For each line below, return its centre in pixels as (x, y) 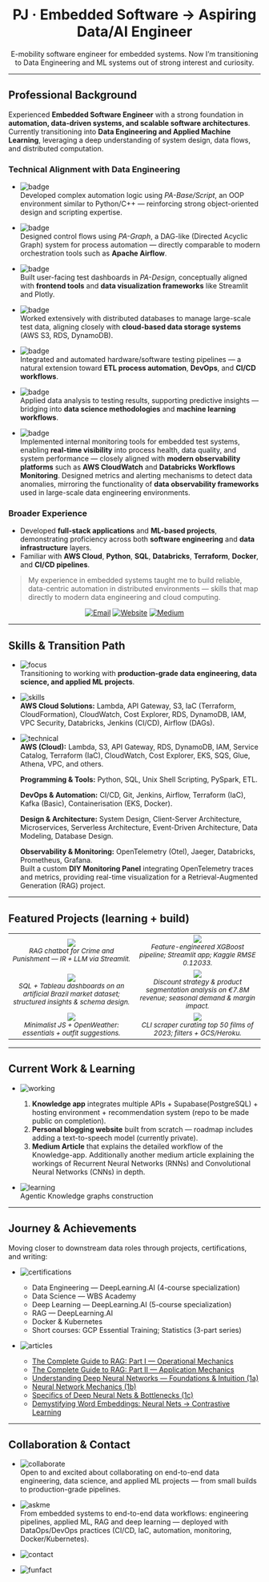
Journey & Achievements (73, 1228)
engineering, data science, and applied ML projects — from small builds (139, 1481)
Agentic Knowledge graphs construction (86, 1196)
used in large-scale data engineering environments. (105, 493)
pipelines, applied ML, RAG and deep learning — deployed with (124, 1522)
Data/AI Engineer (134, 32)
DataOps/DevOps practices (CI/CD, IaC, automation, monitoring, (126, 1531)
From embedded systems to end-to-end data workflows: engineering (134, 1514)
